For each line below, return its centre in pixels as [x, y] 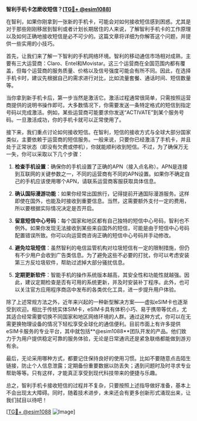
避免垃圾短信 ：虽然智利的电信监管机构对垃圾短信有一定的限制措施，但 [99, 248]
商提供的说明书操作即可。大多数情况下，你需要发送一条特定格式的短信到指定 [98, 105]
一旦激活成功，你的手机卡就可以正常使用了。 [70, 120]
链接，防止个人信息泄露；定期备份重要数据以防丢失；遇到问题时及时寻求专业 [98, 366]
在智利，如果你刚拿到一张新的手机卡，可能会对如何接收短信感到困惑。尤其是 [98, 22]
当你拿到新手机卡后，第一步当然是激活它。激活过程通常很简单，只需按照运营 [98, 98]
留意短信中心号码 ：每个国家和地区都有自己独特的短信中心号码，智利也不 [102, 221]
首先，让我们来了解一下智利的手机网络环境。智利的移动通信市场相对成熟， [96, 56]
